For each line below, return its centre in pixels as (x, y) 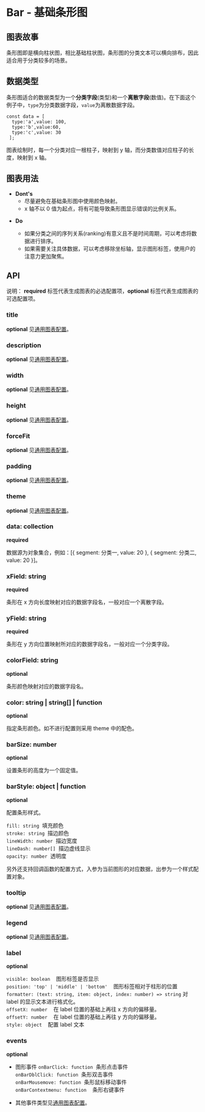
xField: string (27, 576)
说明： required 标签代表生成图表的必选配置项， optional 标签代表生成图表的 (102, 291)
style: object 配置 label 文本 (45, 1025)
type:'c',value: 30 (37, 132)
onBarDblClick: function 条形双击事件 (64, 1074)
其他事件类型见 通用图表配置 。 (52, 1102)
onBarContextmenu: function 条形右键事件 (70, 1089)
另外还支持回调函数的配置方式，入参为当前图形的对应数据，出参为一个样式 (100, 869)
